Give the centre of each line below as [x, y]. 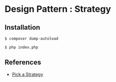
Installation [22, 27]
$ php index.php [21, 47]
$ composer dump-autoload [31, 39]
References [23, 62]
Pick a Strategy [27, 74]
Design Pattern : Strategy [58, 9]
